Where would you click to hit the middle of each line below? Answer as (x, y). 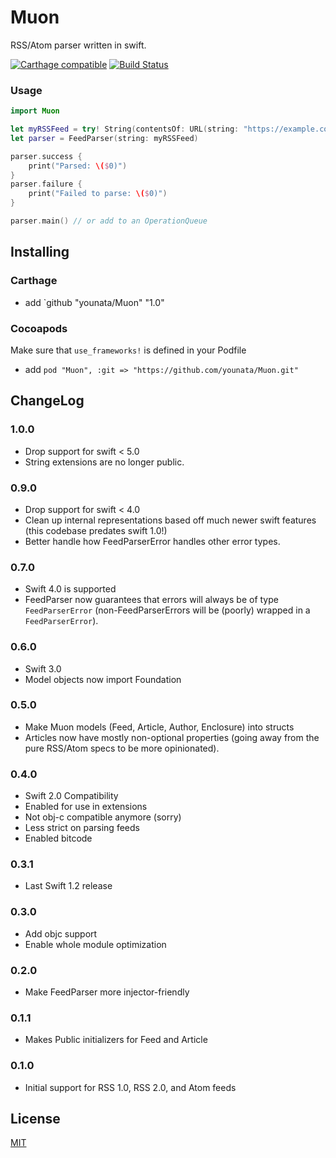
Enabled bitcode (58, 838)
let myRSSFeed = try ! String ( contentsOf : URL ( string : (125, 129)
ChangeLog (47, 401)
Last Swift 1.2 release (68, 886)
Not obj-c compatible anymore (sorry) (103, 817)
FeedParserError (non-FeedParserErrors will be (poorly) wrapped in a (167, 610)
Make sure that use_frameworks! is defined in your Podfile (128, 350)
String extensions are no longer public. (104, 462)
